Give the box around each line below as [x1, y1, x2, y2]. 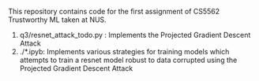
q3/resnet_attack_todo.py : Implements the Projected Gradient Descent [19, 31, 251, 39]
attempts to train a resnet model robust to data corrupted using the [19, 55, 238, 64]
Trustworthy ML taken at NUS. [8, 15, 107, 24]
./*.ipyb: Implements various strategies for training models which [19, 47, 230, 56]
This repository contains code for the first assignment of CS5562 [8, 7, 220, 16]
